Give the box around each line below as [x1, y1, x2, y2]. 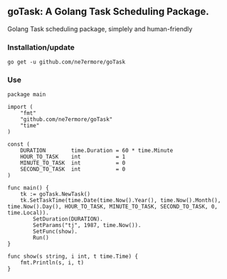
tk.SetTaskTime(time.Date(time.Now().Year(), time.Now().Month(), [20, 197, 221, 204]
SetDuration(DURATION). [33, 216, 103, 223]
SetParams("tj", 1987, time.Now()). [33, 222, 142, 229]
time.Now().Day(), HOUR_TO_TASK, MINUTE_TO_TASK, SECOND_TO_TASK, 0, [7, 203, 218, 211]
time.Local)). [7, 209, 50, 216]
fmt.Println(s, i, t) [20, 259, 84, 266]
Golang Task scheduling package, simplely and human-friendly [7, 24, 193, 33]
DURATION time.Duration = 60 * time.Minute [20, 147, 174, 154]
